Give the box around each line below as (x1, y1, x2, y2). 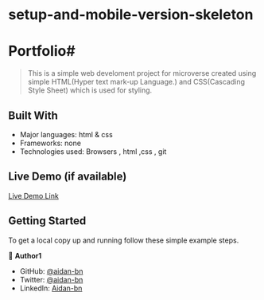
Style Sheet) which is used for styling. (27, 85, 153, 95)
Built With (8, 109, 58, 122)
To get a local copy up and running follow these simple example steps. (8, 235, 239, 245)
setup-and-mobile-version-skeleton (8, 6, 254, 24)
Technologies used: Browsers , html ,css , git (19, 146, 167, 156)
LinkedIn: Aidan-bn (19, 283, 83, 293)
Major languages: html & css (19, 129, 113, 139)
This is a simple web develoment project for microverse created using (27, 69, 257, 78)
